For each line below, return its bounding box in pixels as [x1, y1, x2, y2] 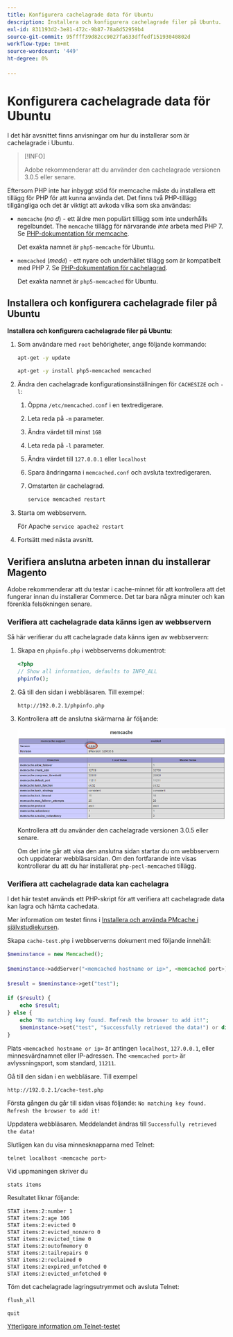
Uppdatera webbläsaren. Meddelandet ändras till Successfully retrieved [7, 1119, 217, 1128]
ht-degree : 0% [7, 56, 49, 63]
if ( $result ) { [7, 994, 51, 1002]
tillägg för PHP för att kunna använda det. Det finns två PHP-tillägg [7, 193, 198, 202]
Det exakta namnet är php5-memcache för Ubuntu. [17, 243, 155, 251]
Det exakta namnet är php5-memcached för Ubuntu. [17, 277, 158, 285]
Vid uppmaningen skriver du [7, 1167, 88, 1176]
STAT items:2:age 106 [7, 1215, 70, 1222]
